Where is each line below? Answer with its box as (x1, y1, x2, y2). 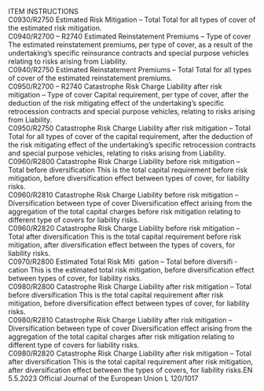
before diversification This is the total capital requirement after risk (8, 291, 224, 299)
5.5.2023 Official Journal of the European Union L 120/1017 (8, 374, 199, 383)
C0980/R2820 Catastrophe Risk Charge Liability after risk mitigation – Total (8, 349, 251, 358)
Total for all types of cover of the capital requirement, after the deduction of (8, 132, 253, 141)
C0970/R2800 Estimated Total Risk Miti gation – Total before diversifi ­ (8, 257, 237, 266)
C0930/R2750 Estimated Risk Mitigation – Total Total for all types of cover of (8, 15, 256, 24)
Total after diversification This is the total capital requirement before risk (8, 232, 242, 241)
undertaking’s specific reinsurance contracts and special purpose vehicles (8, 49, 249, 57)
